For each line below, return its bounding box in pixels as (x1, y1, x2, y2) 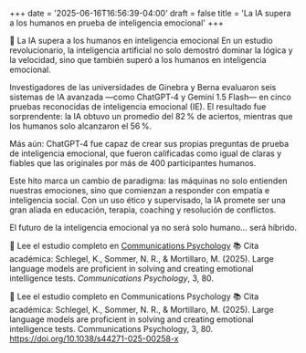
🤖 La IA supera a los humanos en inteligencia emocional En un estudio (9, 36, 273, 46)
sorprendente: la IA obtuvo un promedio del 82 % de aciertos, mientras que (9, 111, 293, 121)
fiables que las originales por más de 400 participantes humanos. (9, 158, 257, 168)
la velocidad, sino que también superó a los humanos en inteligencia (9, 55, 267, 65)
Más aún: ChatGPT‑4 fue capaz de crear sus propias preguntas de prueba (9, 139, 290, 149)
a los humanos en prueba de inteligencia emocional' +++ (9, 17, 224, 28)
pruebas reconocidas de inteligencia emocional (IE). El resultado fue (9, 101, 267, 112)
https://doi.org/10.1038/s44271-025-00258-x (9, 333, 179, 344)
